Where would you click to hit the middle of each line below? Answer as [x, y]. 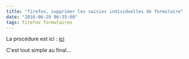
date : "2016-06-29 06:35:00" [42, 17]
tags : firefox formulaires [39, 22]
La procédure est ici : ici [35, 39]
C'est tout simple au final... [39, 50]
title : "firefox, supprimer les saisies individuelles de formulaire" [95, 11]
